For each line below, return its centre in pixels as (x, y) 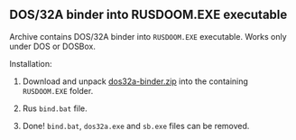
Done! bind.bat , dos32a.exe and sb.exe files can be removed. (136, 126)
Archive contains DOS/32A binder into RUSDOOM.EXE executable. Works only (148, 36)
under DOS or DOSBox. (53, 46)
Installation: (31, 63)
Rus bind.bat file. (55, 108)
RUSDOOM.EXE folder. (58, 90)
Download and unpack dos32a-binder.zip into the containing (135, 81)
